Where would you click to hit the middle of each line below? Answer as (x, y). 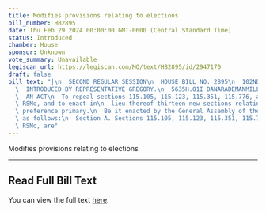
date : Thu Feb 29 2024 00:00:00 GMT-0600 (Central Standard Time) (120, 30)
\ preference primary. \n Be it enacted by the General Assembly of (131, 112)
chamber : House (33, 45)
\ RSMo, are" (37, 126)
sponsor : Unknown (37, 52)
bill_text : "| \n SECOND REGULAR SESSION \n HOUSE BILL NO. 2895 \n (122, 81)
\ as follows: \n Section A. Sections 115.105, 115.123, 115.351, (127, 119)
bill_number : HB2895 (42, 23)
